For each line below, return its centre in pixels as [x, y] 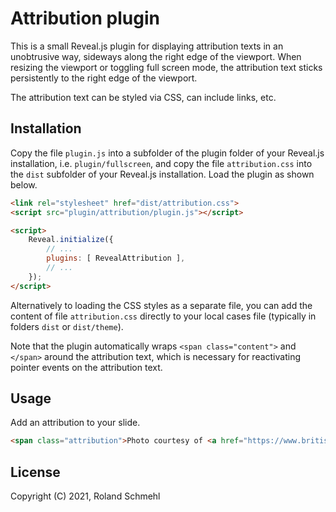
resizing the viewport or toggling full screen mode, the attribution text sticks [166, 67]
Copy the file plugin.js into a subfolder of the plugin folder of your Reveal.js [167, 153]
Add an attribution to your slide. [75, 423]
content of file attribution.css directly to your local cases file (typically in [163, 316]
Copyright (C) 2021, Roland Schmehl [85, 496]
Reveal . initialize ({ [71, 240]
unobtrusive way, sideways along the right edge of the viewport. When [156, 56]
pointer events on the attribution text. [86, 367]
